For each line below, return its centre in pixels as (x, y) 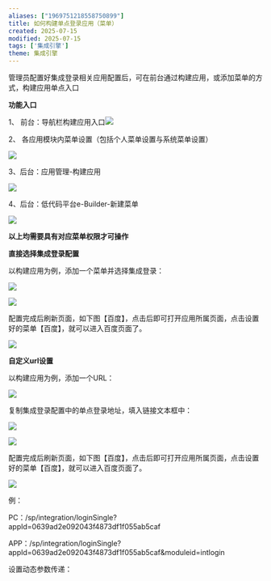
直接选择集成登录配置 (44, 253)
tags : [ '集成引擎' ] (39, 46)
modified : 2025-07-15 (45, 38)
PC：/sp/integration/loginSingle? (63, 517)
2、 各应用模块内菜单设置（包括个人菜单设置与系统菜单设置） (110, 139)
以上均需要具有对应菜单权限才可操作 (69, 236)
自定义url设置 (31, 360)
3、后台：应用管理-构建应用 (55, 172)
